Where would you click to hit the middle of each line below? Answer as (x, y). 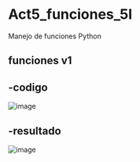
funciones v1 (40, 61)
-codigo (28, 87)
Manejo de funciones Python (55, 36)
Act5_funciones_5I (70, 14)
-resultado (35, 131)
